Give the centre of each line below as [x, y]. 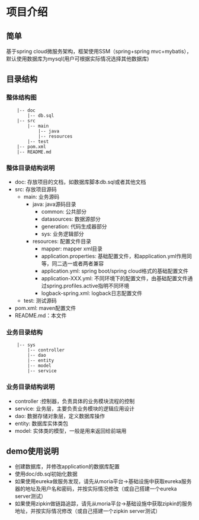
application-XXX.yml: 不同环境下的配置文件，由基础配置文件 [114, 278]
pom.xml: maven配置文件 [45, 308]
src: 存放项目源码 [36, 189]
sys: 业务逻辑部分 [62, 234]
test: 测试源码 [40, 300]
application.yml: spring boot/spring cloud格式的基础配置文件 [115, 271]
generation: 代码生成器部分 [74, 226]
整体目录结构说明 [31, 168]
